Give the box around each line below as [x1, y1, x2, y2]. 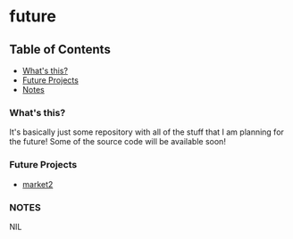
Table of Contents [9, 42, 112, 57]
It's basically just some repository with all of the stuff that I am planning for [9, 127, 284, 137]
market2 [21, 178, 54, 189]
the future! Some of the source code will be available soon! [9, 136, 226, 147]
